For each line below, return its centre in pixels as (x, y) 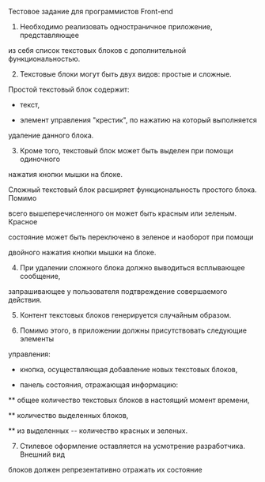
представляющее (49, 35)
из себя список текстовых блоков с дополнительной (97, 50)
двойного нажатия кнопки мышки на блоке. (82, 252)
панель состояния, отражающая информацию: (99, 385)
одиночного (40, 159)
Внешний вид (42, 454)
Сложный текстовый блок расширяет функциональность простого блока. (132, 190)
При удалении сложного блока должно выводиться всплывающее (132, 267)
